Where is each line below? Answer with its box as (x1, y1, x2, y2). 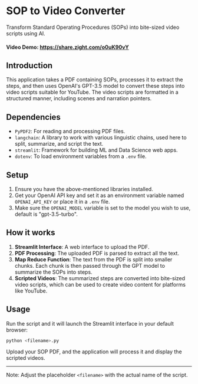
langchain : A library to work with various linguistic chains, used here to (14, 134, 187, 141)
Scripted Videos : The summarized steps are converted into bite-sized (14, 274, 186, 281)
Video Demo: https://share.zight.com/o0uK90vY (6, 43, 129, 51)
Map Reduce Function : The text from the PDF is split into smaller (14, 255, 173, 263)
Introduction (6, 60, 53, 70)
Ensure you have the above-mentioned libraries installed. (14, 185, 153, 192)
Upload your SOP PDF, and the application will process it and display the (6, 348, 182, 355)
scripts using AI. (6, 29, 45, 37)
